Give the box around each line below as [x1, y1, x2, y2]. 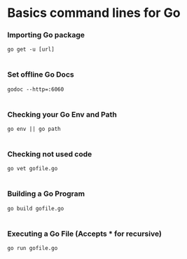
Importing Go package [7, 30, 85, 40]
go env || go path [7, 125, 61, 133]
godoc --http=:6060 [7, 86, 64, 93]
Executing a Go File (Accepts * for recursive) [7, 229, 162, 239]
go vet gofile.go [7, 165, 58, 172]
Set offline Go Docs [7, 70, 75, 80]
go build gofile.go [7, 205, 64, 212]
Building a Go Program [7, 189, 85, 198]
